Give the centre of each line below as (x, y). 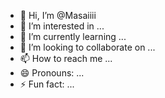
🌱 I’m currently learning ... (73, 36)
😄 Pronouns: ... (52, 73)
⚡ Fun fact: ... (47, 84)
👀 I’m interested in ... (62, 26)
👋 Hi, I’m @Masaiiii (58, 15)
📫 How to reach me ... (66, 58)
